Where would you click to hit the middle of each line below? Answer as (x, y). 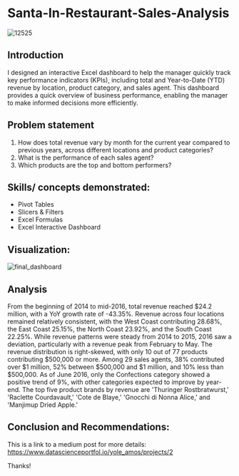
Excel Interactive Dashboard (59, 227)
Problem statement (51, 125)
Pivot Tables (36, 205)
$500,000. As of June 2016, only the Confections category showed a (109, 374)
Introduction (36, 55)
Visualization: (39, 250)
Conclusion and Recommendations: (88, 427)
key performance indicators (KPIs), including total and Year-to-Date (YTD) (116, 80)
